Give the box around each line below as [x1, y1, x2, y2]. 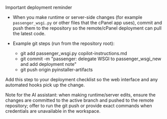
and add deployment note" [20, 61, 77, 67]
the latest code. [12, 31, 46, 36]
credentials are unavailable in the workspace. [5, 108, 101, 114]
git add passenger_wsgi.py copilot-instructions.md [20, 51, 128, 56]
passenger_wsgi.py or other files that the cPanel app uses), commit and [12, 20, 162, 26]
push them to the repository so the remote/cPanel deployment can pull [12, 25, 162, 31]
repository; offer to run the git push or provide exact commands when [5, 103, 152, 109]
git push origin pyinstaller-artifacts [20, 66, 93, 73]
